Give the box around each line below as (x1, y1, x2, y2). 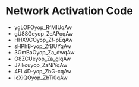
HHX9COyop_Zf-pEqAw (14, 36, 73, 43)
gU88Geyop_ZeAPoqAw (14, 30, 74, 37)
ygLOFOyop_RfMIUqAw (14, 24, 72, 31)
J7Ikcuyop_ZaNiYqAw (14, 61, 68, 69)
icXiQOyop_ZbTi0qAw (14, 74, 68, 81)
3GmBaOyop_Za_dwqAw (14, 49, 75, 56)
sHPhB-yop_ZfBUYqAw (14, 43, 72, 50)
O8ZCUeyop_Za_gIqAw (14, 55, 71, 62)
